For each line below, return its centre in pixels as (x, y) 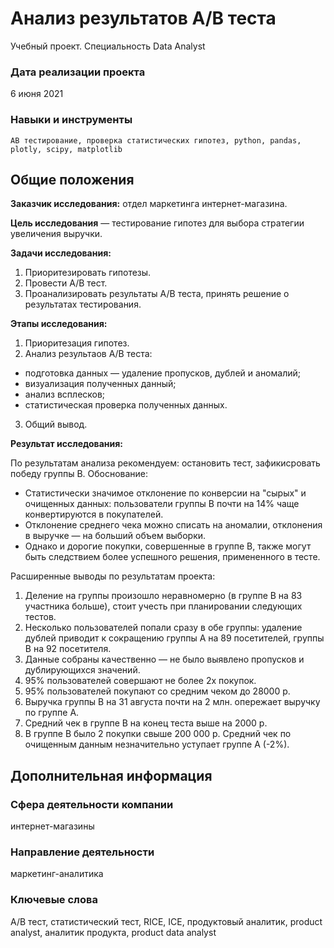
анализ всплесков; (65, 394)
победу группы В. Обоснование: (79, 474)
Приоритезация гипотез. (77, 343)
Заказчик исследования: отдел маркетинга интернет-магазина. (149, 204)
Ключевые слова (54, 900)
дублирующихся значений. (82, 670)
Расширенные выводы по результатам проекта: (113, 576)
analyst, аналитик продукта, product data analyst (113, 932)
